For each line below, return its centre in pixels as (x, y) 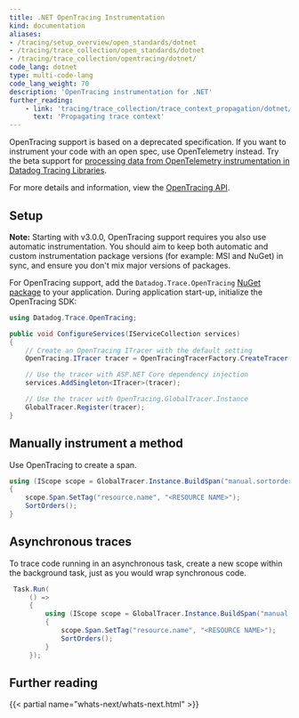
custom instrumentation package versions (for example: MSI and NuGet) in (146, 255)
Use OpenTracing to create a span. (73, 464)
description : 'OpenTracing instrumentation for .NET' (111, 92)
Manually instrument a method (97, 444)
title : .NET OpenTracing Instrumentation (87, 17)
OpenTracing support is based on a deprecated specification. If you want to (148, 142)
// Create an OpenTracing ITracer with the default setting (139, 351)
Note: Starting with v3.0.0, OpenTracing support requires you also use (138, 237)
